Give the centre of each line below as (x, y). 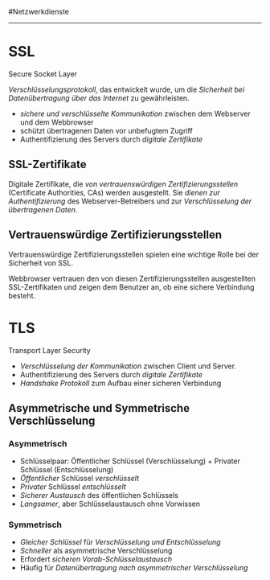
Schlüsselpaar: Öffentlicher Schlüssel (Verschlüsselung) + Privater (130, 461)
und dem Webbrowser (57, 122)
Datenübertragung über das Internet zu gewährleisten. (99, 98)
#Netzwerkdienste (39, 12)
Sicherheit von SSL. (41, 263)
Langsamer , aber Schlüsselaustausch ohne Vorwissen (110, 504)
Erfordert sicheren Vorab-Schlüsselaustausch (96, 559)
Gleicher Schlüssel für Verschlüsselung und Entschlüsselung (120, 542)
